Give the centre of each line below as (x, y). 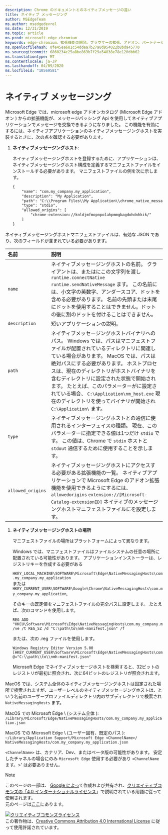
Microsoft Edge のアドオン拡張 (123, 480)
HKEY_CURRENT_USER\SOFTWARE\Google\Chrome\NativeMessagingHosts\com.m (87, 589)
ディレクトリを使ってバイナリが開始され (108, 401)
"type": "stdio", (39, 206)
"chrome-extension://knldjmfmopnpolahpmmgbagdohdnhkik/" (91, 215)
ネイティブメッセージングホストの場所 (52, 530)
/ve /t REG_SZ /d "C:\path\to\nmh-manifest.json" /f (68, 628)
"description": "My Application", (57, 196)
